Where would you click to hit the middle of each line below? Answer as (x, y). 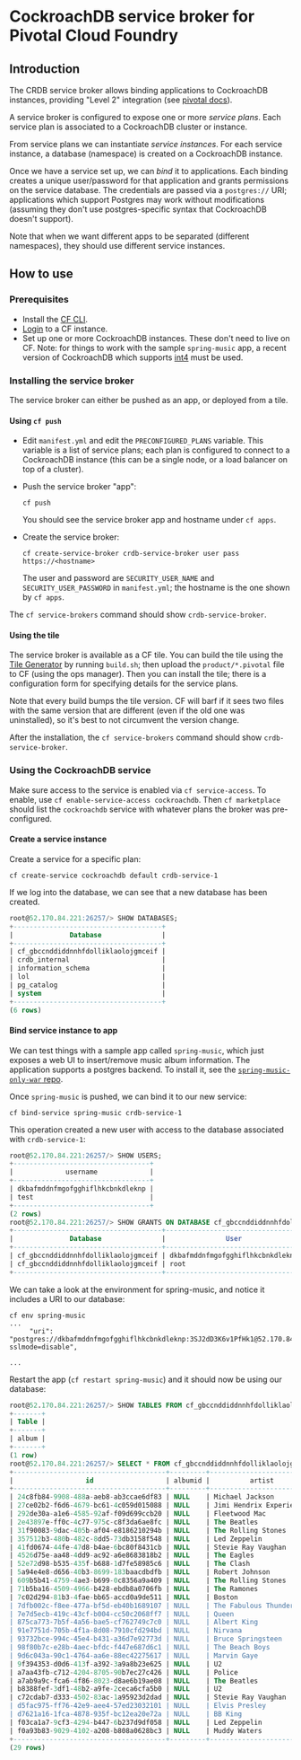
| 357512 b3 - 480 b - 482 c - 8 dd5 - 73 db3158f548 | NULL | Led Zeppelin (136, 1539)
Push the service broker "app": (79, 487)
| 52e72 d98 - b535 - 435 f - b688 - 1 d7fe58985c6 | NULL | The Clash (130, 1564)
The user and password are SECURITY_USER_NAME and (118, 578)
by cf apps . (43, 597)
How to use (41, 274)
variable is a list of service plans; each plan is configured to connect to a (156, 450)
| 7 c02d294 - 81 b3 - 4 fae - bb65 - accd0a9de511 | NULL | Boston (124, 1597)
